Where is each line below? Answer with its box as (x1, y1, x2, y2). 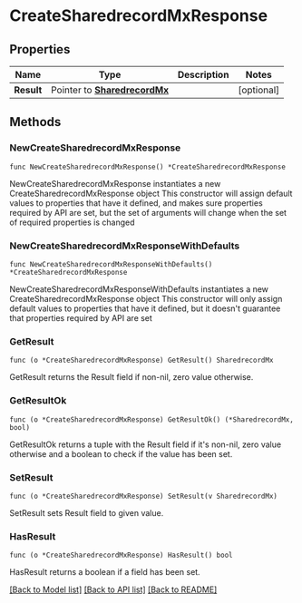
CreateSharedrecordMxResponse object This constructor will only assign (9, 293, 283, 304)
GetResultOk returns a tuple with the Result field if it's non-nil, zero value (9, 439, 282, 450)
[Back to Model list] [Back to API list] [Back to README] (9, 584, 218, 595)
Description (177, 69, 229, 81)
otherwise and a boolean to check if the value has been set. (9, 448, 233, 459)
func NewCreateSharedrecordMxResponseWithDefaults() (9, 259, 213, 268)
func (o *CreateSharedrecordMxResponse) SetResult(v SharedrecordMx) (9, 491, 278, 501)
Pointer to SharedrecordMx (51, 83, 170, 96)
